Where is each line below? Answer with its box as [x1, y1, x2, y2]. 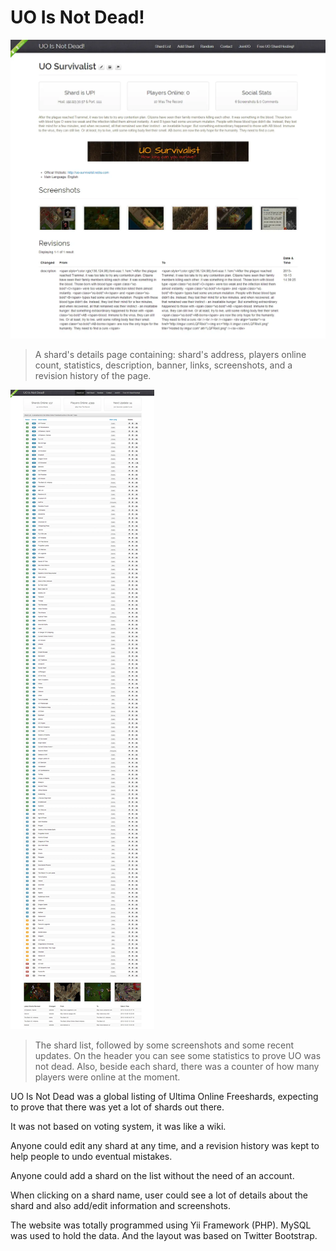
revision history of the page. [34, 369, 152, 381]
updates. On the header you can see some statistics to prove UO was [34, 1049, 322, 1061]
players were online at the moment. [34, 1071, 181, 1083]
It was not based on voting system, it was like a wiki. [10, 1120, 227, 1132]
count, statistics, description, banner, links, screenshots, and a [34, 359, 293, 371]
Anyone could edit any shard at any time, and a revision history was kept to [10, 1139, 320, 1151]
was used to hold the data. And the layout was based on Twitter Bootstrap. [10, 1229, 318, 1241]
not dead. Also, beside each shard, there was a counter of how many [34, 1060, 320, 1072]
